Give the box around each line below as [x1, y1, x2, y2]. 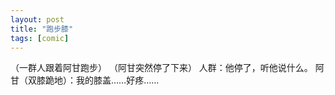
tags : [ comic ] [10, 33, 70, 43]
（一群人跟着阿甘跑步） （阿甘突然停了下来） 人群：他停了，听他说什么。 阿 [10, 62, 325, 74]
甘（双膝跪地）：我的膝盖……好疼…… [10, 74, 160, 86]
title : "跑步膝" [10, 24, 74, 34]
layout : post [10, 14, 65, 25]
